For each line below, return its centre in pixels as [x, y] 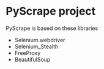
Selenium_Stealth [36, 46]
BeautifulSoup [32, 59]
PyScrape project [51, 11]
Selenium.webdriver [40, 40]
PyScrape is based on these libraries [52, 28]
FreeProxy [28, 53]
